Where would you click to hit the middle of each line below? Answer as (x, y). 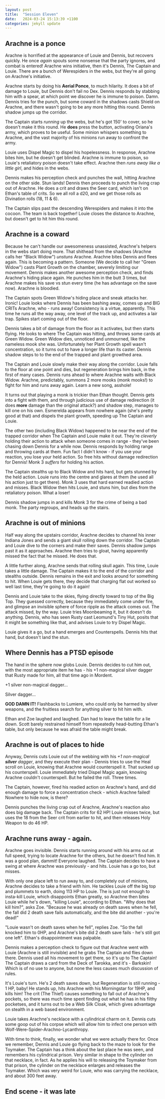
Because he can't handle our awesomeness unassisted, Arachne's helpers (81, 246)
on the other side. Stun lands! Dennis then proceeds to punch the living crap (82, 183)
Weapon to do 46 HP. (27, 823)
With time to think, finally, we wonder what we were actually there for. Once (82, 1039)
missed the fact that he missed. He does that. (51, 556)
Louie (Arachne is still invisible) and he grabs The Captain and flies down (79, 953)
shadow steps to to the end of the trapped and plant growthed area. (74, 354)
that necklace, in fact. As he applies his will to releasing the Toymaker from (81, 1060)
